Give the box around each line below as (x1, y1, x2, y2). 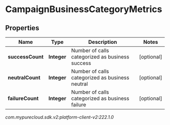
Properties (5, 24, 39, 32)
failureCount (8, 95, 39, 102)
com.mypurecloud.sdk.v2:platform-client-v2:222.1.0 (5, 114, 114, 120)
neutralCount (8, 74, 40, 81)
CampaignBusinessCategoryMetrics (5, 4, 162, 15)
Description (88, 39, 117, 45)
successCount (8, 53, 44, 60)
